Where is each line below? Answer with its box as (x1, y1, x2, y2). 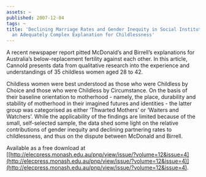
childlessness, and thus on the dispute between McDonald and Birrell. (6, 133, 183, 140)
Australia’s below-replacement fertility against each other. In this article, (6, 55, 188, 63)
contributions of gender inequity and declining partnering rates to (6, 126, 172, 133)
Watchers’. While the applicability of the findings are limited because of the (6, 113, 196, 120)
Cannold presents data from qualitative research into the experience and (6, 62, 190, 69)
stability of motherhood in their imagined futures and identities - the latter (6, 100, 192, 108)
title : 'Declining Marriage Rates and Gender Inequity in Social (6, 26, 177, 33)
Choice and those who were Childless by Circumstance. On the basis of (6, 87, 188, 94)
